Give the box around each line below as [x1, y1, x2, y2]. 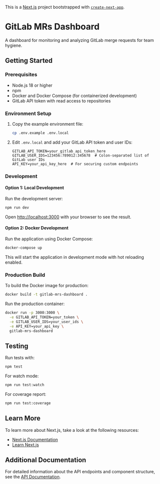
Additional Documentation [5, 456, 86, 465]
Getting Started [5, 57, 53, 65]
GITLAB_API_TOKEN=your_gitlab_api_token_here [12, 149, 106, 154]
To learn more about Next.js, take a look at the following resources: [5, 427, 139, 433]
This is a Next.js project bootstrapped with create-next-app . [5, 4, 125, 10]
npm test [5, 364, 23, 369]
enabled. [5, 259, 23, 265]
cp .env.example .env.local [12, 130, 69, 136]
